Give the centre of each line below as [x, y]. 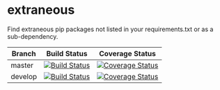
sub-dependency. [33, 36]
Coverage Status [128, 53]
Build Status [67, 53]
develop [24, 76]
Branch [24, 53]
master [22, 65]
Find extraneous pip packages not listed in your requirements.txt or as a [110, 29]
